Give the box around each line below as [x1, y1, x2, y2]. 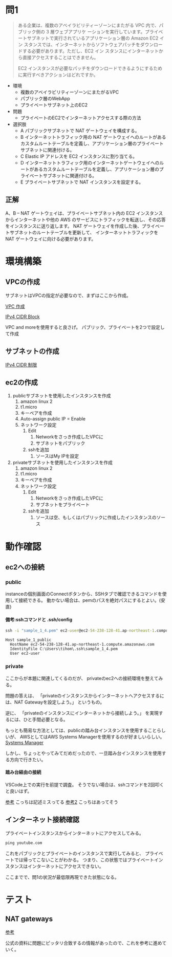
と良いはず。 [5, 788, 32, 794]
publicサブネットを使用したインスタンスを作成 [12, 393, 111, 399]
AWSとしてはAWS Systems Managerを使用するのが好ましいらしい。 [19, 733, 165, 740]
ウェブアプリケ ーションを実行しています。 [54, 28, 145, 34]
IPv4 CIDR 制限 [5, 361, 37, 367]
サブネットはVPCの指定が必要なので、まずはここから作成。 [5, 292, 132, 298]
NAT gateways [5, 915, 53, 924]
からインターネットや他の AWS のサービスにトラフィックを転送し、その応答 [5, 216, 166, 223]
